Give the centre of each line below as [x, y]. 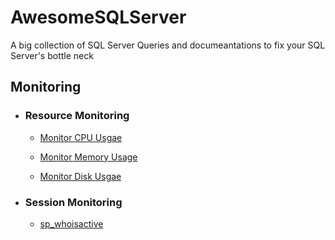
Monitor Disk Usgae [80, 176]
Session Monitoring [73, 202]
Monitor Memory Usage [88, 157]
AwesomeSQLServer [98, 17]
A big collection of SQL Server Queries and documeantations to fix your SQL [168, 45]
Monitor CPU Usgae [81, 137]
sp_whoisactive [71, 223]
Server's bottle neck [52, 55]
